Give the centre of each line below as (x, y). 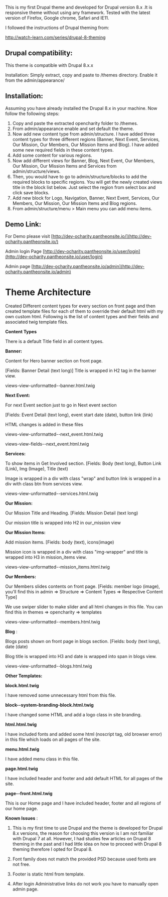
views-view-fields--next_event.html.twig (47, 444)
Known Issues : (22, 818)
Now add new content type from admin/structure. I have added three (83, 134)
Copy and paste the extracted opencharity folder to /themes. (75, 123)
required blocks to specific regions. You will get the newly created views (87, 182)
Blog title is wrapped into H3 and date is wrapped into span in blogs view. (81, 657)
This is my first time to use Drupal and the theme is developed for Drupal (88, 828)
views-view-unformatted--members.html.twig (53, 622)
